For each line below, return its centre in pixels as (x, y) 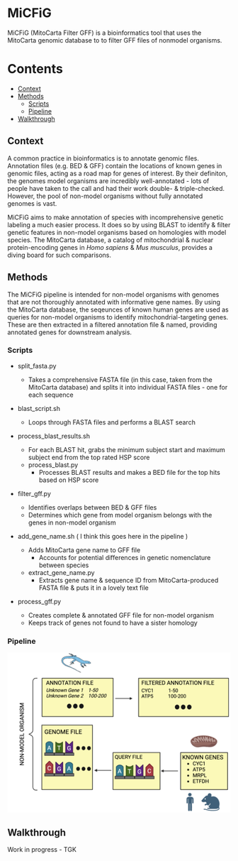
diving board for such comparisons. (59, 255)
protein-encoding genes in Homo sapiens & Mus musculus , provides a (110, 247)
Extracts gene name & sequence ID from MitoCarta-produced (129, 580)
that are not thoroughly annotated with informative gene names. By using (114, 302)
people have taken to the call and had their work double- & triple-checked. (116, 188)
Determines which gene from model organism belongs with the (120, 515)
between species (64, 565)
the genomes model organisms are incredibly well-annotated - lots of (108, 181)
